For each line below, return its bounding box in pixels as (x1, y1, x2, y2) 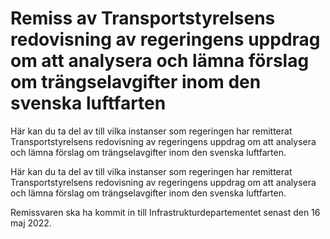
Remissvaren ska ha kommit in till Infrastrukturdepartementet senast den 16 (10, 206, 321, 218)
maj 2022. (10, 217, 52, 229)
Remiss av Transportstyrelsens (10, 7, 276, 30)
